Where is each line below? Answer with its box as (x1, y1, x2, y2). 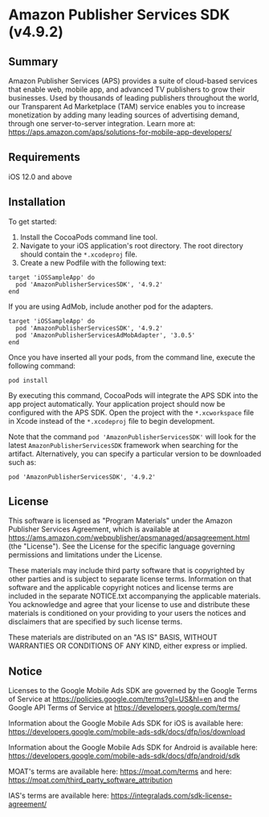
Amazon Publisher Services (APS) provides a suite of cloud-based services (8, 76, 259, 85)
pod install (8, 376, 48, 384)
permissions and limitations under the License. (8, 550, 163, 560)
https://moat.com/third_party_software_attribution (8, 775, 173, 785)
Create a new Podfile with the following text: (19, 257, 167, 267)
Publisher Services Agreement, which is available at (8, 524, 180, 534)
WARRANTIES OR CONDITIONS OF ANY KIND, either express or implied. (8, 641, 247, 651)
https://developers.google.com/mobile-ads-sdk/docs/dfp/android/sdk (8, 751, 241, 761)
